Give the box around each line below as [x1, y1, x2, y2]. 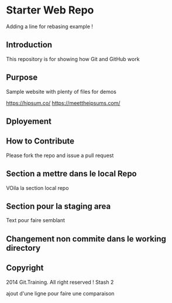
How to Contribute [6, 136, 75, 147]
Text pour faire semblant [6, 217, 66, 224]
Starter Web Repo [6, 4, 94, 17]
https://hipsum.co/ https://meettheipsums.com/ [6, 99, 121, 106]
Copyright [6, 263, 44, 273]
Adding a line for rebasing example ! [6, 23, 94, 30]
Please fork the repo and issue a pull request [6, 152, 114, 159]
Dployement [6, 116, 51, 126]
